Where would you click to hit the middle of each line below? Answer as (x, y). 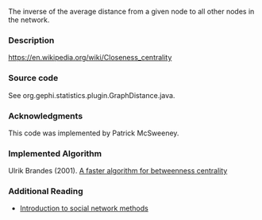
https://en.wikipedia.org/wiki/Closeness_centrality (90, 58)
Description (31, 40)
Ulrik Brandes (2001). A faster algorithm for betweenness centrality (118, 171)
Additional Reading (46, 192)
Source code (33, 78)
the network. (29, 20)
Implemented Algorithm (55, 154)
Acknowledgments (46, 116)
